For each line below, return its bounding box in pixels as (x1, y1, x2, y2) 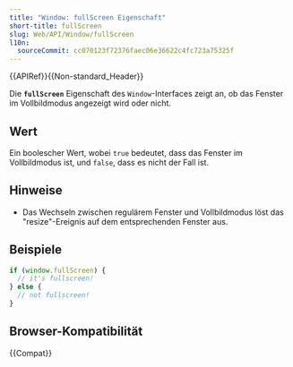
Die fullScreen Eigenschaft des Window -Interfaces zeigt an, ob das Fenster (9, 89, 284, 99)
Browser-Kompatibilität (9, 324, 143, 339)
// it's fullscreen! (17, 274, 94, 283)
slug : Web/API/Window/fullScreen (9, 30, 134, 38)
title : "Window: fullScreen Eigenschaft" (9, 13, 167, 22)
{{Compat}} (9, 347, 52, 358)
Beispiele (9, 243, 63, 258)
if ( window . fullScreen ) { (9, 266, 106, 275)
